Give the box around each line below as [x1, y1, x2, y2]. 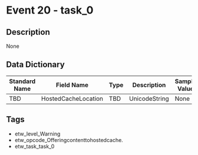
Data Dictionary [6, 60, 65, 70]
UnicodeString [129, 94, 169, 103]
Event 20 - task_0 [6, 4, 94, 17]
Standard [9, 77, 36, 85]
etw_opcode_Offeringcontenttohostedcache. [14, 136, 124, 143]
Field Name [55, 81, 88, 89]
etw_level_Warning [14, 130, 61, 137]
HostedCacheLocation [41, 94, 104, 103]
